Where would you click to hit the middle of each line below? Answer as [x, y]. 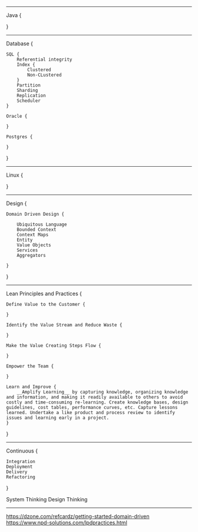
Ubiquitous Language [42, 224]
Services [27, 250]
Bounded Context [37, 230]
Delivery [17, 472]
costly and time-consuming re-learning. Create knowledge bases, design [97, 402]
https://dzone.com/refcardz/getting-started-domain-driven [78, 516]
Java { [14, 15]
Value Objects [34, 245]
